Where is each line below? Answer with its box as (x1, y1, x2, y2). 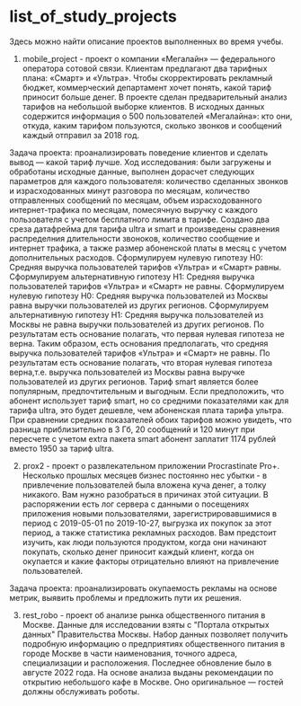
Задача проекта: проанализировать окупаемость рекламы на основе (9, 582, 278, 594)
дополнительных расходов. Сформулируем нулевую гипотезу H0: (9, 252, 263, 262)
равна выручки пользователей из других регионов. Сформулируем (9, 299, 270, 311)
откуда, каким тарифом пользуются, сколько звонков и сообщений (22, 119, 282, 131)
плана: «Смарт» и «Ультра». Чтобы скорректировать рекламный (22, 72, 273, 83)
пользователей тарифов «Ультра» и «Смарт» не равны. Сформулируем (9, 280, 285, 291)
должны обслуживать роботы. (22, 685, 140, 697)
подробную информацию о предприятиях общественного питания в (22, 638, 286, 649)
